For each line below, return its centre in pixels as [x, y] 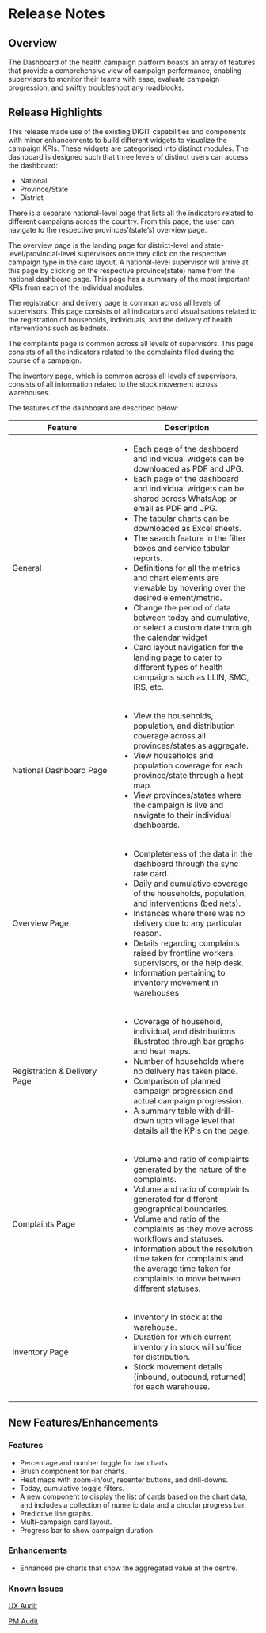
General [27, 568]
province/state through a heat [188, 775]
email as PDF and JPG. [175, 508]
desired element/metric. [178, 598]
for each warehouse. [172, 1386]
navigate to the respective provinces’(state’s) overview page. [108, 229]
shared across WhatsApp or [185, 499]
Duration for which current [182, 1337]
